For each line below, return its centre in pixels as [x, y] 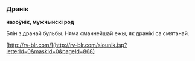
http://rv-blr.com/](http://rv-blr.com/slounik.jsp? [68, 45]
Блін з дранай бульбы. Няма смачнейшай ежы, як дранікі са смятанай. [98, 33]
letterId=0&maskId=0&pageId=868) [51, 51]
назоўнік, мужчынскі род [40, 22]
